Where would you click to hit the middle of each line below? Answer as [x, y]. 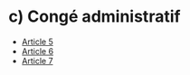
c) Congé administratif [95, 17]
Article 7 [37, 61]
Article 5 [37, 42]
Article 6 [38, 51]
